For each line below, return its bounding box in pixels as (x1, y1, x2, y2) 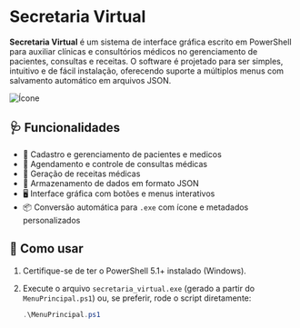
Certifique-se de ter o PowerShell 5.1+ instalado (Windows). (22, 265, 247, 276)
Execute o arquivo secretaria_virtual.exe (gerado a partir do (22, 283, 255, 293)
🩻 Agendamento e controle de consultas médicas (22, 158, 207, 169)
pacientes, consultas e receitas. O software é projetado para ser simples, (9, 55, 284, 66)
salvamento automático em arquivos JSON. (9, 75, 172, 85)
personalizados (22, 214, 81, 225)
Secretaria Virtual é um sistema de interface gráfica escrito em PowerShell (9, 36, 293, 47)
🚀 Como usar (9, 241, 84, 256)
